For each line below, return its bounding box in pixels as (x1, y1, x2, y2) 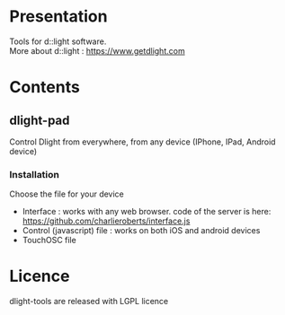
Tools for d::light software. (9, 36, 107, 47)
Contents (9, 77, 81, 98)
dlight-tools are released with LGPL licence (9, 296, 169, 307)
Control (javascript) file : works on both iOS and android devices (22, 225, 261, 236)
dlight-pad (9, 112, 70, 127)
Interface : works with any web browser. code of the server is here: (22, 206, 272, 217)
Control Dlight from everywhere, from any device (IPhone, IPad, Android (9, 136, 276, 147)
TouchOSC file (22, 235, 76, 246)
